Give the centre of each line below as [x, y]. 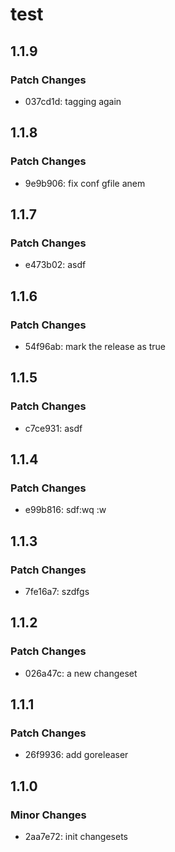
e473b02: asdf [55, 265]
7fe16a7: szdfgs [57, 591]
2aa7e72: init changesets [76, 837]
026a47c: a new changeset [81, 673]
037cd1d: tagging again [73, 101]
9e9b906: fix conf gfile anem [85, 183]
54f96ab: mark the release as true [95, 346]
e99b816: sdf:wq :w [65, 510]
